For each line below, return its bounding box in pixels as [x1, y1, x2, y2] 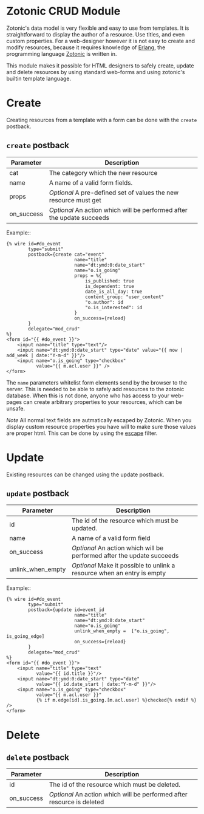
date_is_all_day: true [84, 289, 143, 295]
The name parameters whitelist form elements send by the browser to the [6, 378, 187, 386]
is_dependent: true [84, 283, 135, 289]
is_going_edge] [6, 634, 45, 640]
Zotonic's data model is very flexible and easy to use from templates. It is [6, 24, 189, 32]
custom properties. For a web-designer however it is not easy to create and [6, 37, 195, 44]
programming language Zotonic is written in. [6, 50, 117, 57]
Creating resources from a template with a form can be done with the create [6, 116, 197, 123]
